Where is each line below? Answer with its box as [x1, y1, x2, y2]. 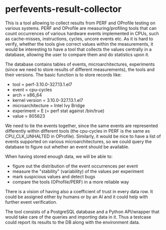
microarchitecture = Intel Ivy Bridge [12, 102, 85, 108]
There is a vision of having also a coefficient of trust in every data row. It [5, 188, 153, 194]
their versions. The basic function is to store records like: [5, 72, 122, 77]
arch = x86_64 [12, 92, 42, 98]
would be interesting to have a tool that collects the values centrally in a [5, 46, 152, 52]
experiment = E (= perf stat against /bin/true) [12, 108, 105, 114]
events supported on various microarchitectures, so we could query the [5, 138, 152, 145]
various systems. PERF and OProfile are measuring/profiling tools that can [5, 25, 157, 31]
